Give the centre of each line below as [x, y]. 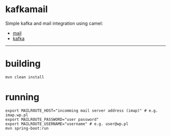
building [23, 64]
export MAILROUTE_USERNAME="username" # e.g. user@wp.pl [67, 124]
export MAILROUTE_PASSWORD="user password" [52, 119]
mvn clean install [25, 77]
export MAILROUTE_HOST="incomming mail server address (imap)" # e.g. [82, 110]
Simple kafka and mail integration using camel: [54, 23]
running [22, 97]
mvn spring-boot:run [27, 128]
